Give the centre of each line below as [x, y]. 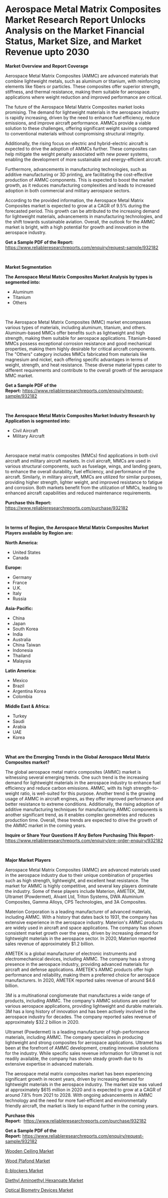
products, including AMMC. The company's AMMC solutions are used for [81, 1001]
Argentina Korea [29, 691]
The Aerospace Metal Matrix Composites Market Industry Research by [80, 415]
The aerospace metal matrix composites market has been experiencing [79, 1074]
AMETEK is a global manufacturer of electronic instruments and [71, 953]
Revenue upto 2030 [47, 52]
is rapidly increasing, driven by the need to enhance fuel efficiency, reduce [82, 117]
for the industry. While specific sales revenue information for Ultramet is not [83, 1053]
